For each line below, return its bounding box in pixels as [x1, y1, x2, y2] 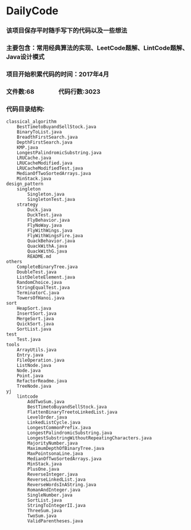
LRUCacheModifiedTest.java [17, 165, 83, 171]
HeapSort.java [17, 305, 51, 312]
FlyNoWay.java [27, 222, 62, 229]
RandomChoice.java [17, 280, 62, 286]
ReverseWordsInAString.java [27, 482, 96, 488]
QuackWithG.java [27, 248, 67, 254]
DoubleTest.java [17, 269, 57, 275]
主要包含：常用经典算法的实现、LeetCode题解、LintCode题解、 [6, 44, 189, 52]
